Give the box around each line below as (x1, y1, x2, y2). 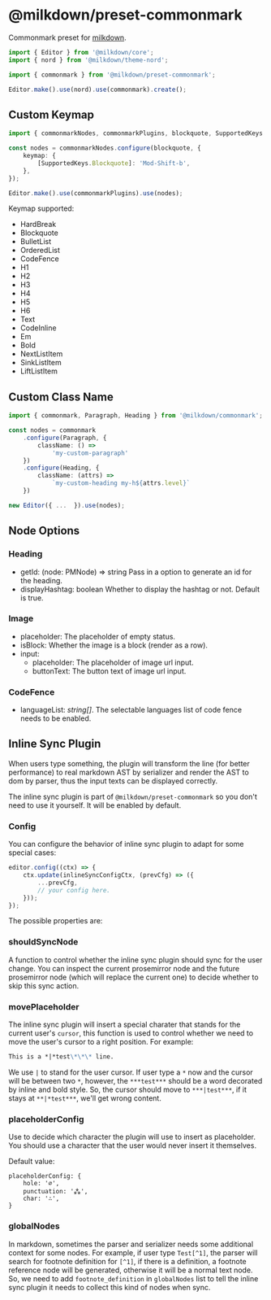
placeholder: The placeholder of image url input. (32, 657, 194, 667)
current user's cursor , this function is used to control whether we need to (8, 1028, 254, 1038)
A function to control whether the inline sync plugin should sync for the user (8, 954, 263, 965)
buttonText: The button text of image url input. (32, 665, 187, 676)
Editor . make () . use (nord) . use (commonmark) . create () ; (8, 85, 187, 94)
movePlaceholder (8, 1001, 80, 1012)
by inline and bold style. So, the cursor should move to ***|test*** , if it (8, 1084, 247, 1094)
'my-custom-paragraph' (51, 449, 129, 457)
